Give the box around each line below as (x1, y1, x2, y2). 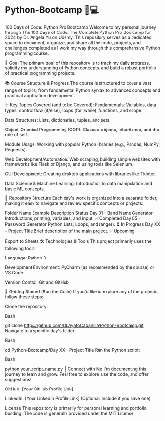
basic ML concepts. (5, 186, 45, 192)
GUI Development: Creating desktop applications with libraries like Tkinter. (5, 171, 156, 177)
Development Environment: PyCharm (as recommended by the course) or (5, 264, 155, 270)
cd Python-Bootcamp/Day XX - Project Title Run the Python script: (5, 347, 140, 353)
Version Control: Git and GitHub (5, 279, 69, 285)
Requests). (5, 146, 27, 152)
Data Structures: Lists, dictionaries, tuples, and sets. (5, 117, 111, 123)
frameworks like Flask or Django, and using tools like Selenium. (5, 161, 133, 167)
